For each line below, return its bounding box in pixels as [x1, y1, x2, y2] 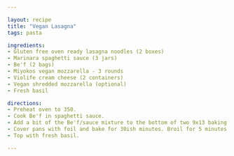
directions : [7, 100, 42, 107]
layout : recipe [7, 16, 52, 23]
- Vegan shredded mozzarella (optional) [7, 81, 128, 88]
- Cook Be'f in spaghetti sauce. [7, 113, 105, 120]
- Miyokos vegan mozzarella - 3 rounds [7, 68, 124, 75]
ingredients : [7, 42, 46, 49]
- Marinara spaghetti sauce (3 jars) [7, 55, 118, 62]
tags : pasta [7, 29, 42, 36]
